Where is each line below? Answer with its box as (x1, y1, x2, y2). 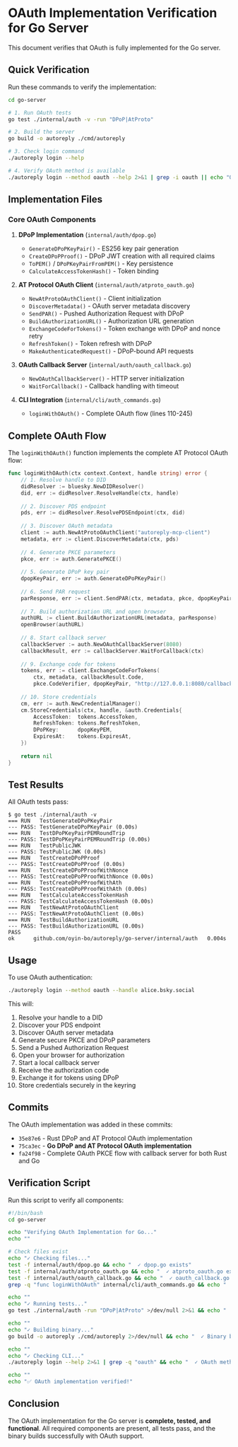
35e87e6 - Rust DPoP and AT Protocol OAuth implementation (18, 1134, 193, 1142)
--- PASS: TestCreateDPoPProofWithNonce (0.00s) (8, 873, 154, 880)
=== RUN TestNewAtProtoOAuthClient (8, 904, 119, 911)
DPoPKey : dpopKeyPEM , (33, 727, 113, 734)
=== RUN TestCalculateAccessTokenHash (8, 892, 129, 899)
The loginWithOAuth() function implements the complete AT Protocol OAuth (8, 449, 229, 457)
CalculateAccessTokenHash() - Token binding (28, 267, 160, 275)
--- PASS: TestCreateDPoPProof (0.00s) (8, 861, 126, 868)
